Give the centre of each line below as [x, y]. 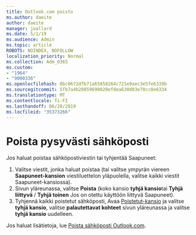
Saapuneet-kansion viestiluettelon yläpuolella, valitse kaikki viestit [97, 176]
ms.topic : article [29, 45]
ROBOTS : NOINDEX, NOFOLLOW [40, 51]
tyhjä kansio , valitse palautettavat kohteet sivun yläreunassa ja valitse [102, 207]
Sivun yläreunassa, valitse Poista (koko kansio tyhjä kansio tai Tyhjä [99, 188]
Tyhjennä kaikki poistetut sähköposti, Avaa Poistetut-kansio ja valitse [99, 202]
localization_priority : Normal [45, 56]
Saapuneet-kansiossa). [43, 182]
